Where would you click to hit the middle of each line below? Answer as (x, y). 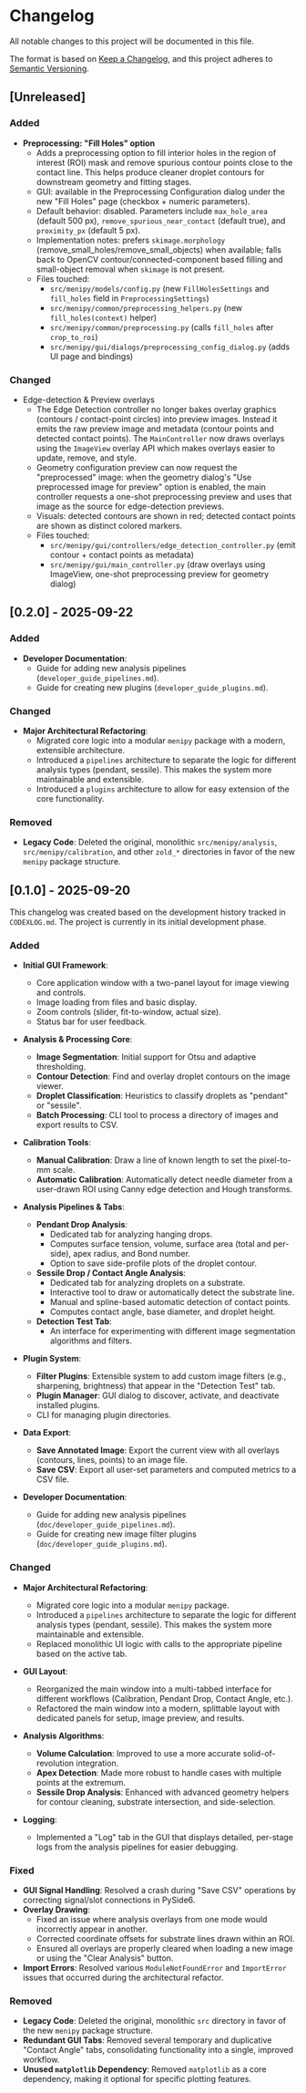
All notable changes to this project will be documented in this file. (132, 41)
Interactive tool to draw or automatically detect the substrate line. (172, 1292)
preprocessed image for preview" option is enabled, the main (151, 487)
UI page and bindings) (92, 356)
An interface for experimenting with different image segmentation (173, 1331)
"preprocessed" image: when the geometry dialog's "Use (144, 477)
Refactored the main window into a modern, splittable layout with (158, 1708)
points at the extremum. (81, 1782)
